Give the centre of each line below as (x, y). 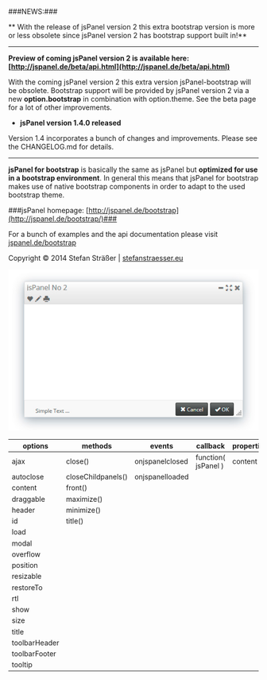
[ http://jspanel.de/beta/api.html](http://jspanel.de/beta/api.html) (119, 66)
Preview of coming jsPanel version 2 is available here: (99, 58)
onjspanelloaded (162, 477)
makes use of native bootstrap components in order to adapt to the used (127, 187)
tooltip (22, 665)
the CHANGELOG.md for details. (61, 147)
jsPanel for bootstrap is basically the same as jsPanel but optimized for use (133, 169)
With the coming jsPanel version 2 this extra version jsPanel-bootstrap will (130, 82)
